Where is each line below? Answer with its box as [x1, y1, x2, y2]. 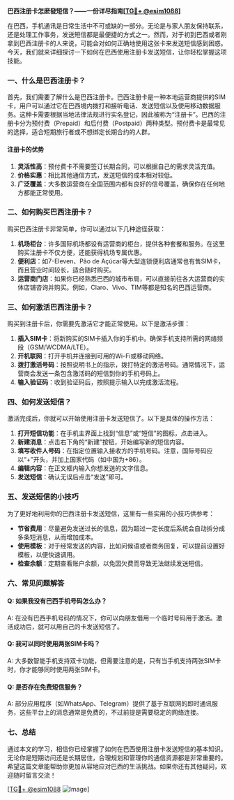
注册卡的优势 [7, 145, 44, 153]
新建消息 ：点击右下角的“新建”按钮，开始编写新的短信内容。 [17, 438, 188, 446]
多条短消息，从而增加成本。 [17, 532, 97, 541]
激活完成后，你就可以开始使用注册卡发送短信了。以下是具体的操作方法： [7, 414, 214, 423]
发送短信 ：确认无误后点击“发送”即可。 [17, 473, 127, 481]
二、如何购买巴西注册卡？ [7, 208, 93, 217]
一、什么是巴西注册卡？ [7, 75, 86, 85]
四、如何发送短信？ [7, 398, 72, 407]
